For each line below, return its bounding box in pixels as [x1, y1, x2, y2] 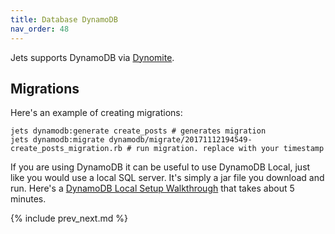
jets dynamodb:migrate [10, 135, 105, 145]
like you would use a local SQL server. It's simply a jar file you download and [10, 172, 325, 184]
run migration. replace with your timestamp [135, 144, 325, 154]
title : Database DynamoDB [10, 14, 118, 25]
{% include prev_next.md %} [10, 212, 128, 225]
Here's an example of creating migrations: [10, 107, 183, 119]
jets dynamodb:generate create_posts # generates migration [10, 126, 267, 136]
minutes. [10, 193, 47, 205]
